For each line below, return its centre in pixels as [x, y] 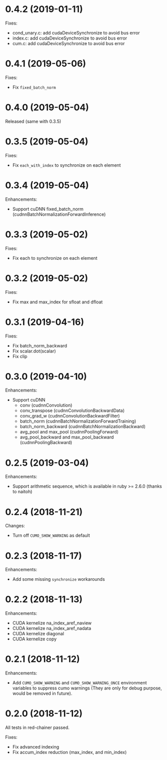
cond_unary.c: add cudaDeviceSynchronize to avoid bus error [76, 33]
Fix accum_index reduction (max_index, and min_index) [69, 752]
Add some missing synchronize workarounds [58, 579]
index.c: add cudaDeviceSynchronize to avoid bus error [70, 38]
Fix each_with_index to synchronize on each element [66, 165]
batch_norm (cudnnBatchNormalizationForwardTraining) [78, 421]
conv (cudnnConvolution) [46, 405]
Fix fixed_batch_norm [34, 87]
